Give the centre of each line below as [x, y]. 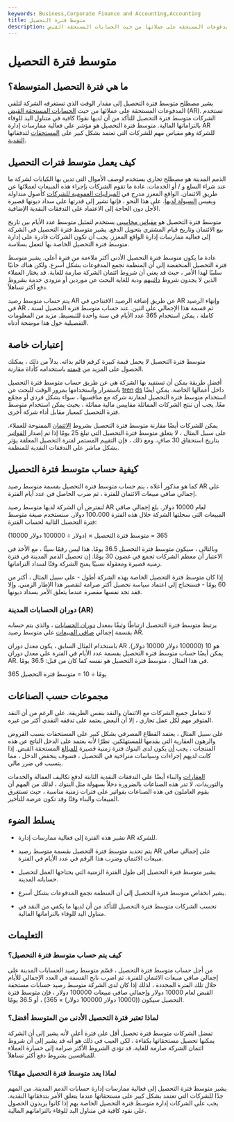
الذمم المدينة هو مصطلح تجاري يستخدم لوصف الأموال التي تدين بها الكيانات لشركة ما [117, 179]
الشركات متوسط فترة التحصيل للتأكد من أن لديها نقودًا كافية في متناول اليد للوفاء [112, 118]
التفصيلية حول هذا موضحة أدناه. [48, 323]
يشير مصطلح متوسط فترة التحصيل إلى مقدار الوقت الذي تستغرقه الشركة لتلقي [111, 103]
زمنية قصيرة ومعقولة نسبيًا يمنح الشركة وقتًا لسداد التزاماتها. [85, 563]
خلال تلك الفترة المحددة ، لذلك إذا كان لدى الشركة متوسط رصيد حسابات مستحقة [112, 985]
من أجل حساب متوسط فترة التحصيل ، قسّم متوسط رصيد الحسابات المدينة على [110, 970]
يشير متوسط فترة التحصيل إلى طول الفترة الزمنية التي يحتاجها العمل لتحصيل [117, 872]
